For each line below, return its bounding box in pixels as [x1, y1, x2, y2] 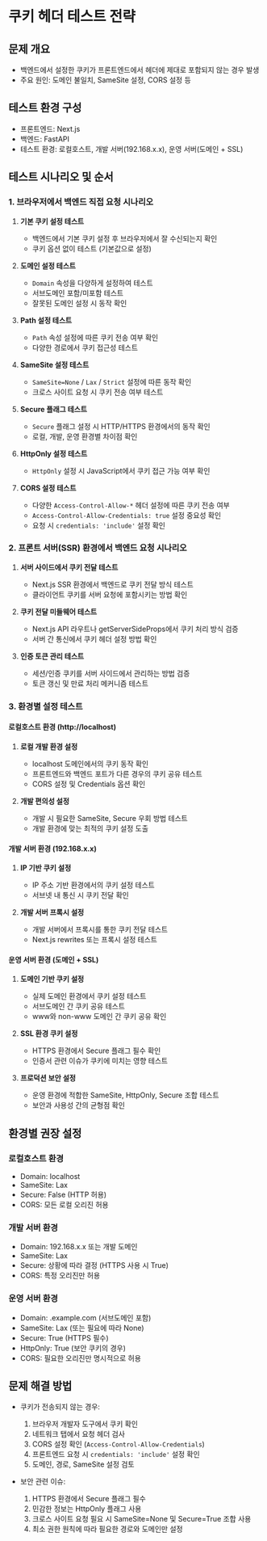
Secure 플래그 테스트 [19, 404, 87, 414]
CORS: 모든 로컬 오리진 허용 [19, 1200, 109, 1210]
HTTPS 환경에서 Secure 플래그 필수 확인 [31, 1046, 161, 1055]
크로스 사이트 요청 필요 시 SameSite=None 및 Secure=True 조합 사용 [31, 1514, 252, 1524]
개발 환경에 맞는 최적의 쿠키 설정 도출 [31, 823, 149, 833]
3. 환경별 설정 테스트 [8, 701, 83, 712]
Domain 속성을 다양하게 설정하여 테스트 [31, 278, 153, 288]
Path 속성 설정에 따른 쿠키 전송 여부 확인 [31, 332, 159, 342]
